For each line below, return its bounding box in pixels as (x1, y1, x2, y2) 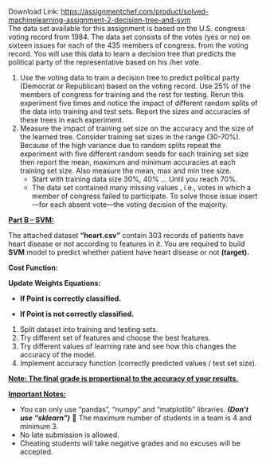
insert (238, 191, 258, 201)
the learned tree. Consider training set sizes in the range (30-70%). (19, 132, 241, 142)
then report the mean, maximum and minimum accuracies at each (19, 158, 237, 166)
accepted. (19, 447, 53, 456)
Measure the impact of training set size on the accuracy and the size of (19, 123, 254, 133)
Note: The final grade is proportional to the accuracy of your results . (8, 374, 239, 383)
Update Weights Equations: (8, 279, 101, 287)
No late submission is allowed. (19, 430, 119, 439)
